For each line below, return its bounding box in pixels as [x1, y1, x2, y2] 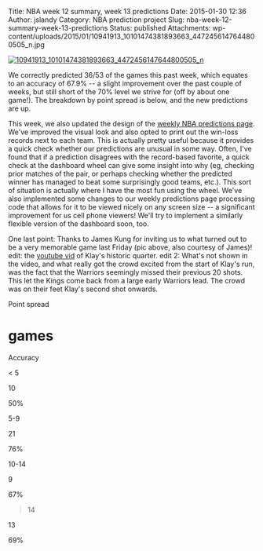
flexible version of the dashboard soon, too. [8, 219, 149, 228]
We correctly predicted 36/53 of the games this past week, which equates [8, 71, 249, 79]
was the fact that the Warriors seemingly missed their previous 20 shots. [8, 268, 243, 277]
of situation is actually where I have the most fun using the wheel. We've [8, 186, 243, 195]
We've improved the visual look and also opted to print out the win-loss [8, 127, 239, 137]
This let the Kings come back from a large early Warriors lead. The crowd [8, 276, 246, 285]
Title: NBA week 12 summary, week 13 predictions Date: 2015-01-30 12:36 [8, 7, 247, 16]
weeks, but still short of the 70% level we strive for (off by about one [8, 87, 230, 97]
